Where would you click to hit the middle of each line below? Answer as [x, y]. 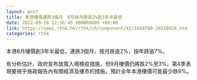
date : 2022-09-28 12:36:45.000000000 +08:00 [62, 23]
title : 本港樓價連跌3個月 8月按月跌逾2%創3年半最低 [64, 17]
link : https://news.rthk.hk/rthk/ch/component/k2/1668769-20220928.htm [97, 28]
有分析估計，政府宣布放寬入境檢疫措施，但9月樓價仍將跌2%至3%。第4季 [96, 64]
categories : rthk [28, 34]
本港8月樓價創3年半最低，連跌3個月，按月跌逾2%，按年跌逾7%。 [87, 52]
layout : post [22, 12]
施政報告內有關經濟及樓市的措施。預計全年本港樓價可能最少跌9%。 [109, 71]
